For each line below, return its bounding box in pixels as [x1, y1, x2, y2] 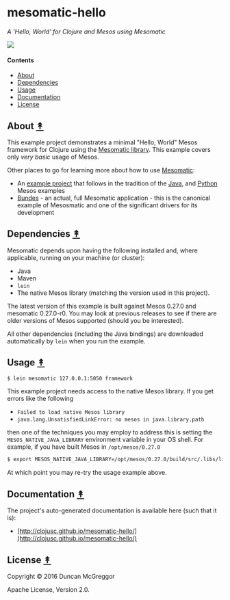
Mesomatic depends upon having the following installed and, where [7, 246, 199, 255]
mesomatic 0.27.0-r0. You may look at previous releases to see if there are [7, 309, 217, 317]
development [16, 208, 55, 216]
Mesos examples [16, 186, 65, 194]
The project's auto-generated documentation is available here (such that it [7, 506, 217, 514]
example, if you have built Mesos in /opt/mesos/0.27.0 [7, 443, 161, 451]
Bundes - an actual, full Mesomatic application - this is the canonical [16, 194, 211, 202]
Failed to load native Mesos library [16, 409, 125, 416]
